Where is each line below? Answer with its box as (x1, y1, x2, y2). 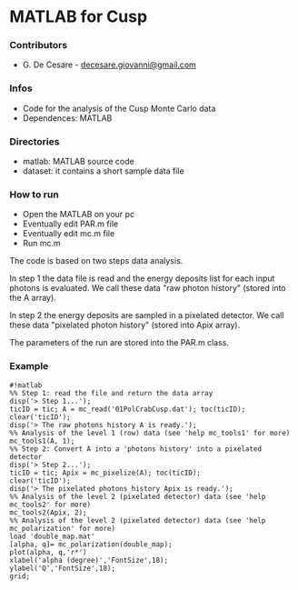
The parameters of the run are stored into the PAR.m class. (9, 337, 230, 348)
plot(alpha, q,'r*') (9, 547, 88, 556)
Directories (9, 135, 60, 147)
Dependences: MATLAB (22, 112, 113, 124)
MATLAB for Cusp (9, 6, 148, 27)
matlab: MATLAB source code (22, 156, 134, 167)
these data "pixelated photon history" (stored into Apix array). (9, 320, 241, 331)
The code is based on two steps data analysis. (9, 255, 184, 266)
